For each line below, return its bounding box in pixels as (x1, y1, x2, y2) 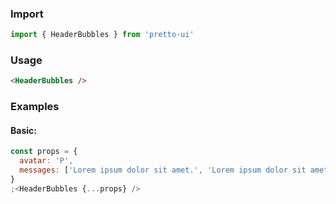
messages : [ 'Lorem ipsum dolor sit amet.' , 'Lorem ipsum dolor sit (19, 165, 307, 176)
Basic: (10, 124, 37, 136)
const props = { (10, 147, 78, 157)
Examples (10, 100, 60, 114)
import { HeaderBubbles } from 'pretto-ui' (10, 30, 195, 40)
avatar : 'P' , (19, 156, 74, 166)
